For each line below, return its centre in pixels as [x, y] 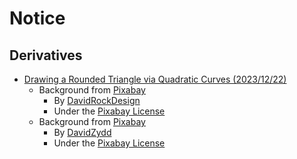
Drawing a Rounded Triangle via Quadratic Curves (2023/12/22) [155, 79]
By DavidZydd [82, 132]
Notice [37, 18]
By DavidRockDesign [97, 100]
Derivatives [46, 55]
